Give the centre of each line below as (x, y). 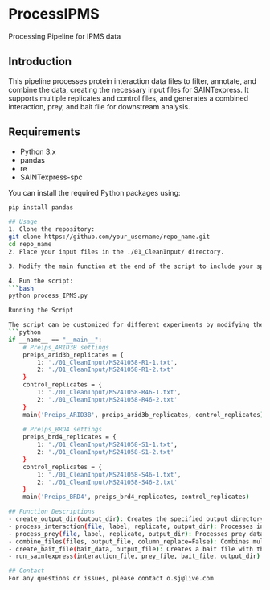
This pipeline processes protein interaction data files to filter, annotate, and (133, 80)
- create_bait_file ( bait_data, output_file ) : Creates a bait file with (131, 549)
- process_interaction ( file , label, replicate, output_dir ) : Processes (131, 526)
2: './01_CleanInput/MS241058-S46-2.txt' (108, 482)
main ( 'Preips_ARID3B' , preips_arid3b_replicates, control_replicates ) (143, 415)
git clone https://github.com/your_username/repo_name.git (109, 237)
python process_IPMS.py (48, 296)
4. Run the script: (41, 281)
